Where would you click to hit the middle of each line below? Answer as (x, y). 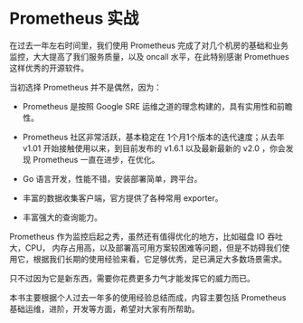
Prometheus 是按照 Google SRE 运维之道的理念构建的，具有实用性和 (150, 106)
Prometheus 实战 (74, 19)
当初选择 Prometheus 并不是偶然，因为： (86, 87)
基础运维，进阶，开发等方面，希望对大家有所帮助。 (104, 309)
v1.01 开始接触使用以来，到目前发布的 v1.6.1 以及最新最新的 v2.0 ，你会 (154, 148)
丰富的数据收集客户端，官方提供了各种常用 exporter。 (123, 198)
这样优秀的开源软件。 (49, 68)
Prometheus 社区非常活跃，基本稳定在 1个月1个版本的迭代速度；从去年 (153, 137)
